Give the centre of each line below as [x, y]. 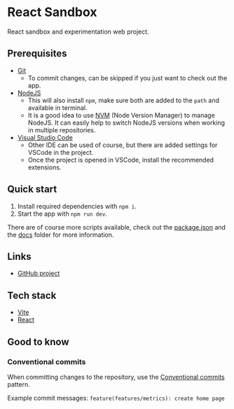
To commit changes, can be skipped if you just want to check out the [128, 78]
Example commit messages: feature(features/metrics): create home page [116, 398]
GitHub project [39, 273]
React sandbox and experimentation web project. [78, 32]
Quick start [32, 189]
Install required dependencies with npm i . [77, 206]
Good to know [38, 341]
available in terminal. [57, 108]
